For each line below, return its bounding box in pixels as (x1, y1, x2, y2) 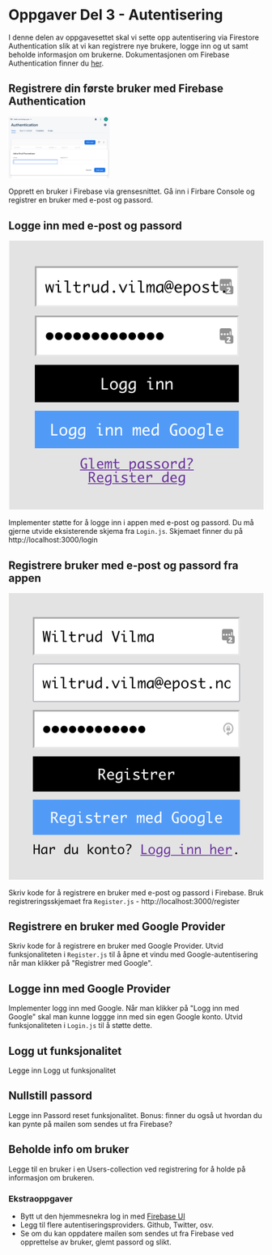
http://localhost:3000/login (8, 535, 99, 544)
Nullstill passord (8, 1089, 93, 1103)
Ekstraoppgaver (8, 1193, 73, 1204)
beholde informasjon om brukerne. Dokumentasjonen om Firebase (8, 49, 230, 59)
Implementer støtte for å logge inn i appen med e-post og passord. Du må (8, 518, 254, 527)
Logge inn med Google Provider (8, 982, 172, 996)
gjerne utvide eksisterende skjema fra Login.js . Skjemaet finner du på (8, 527, 243, 536)
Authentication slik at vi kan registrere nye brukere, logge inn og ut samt (8, 41, 249, 50)
